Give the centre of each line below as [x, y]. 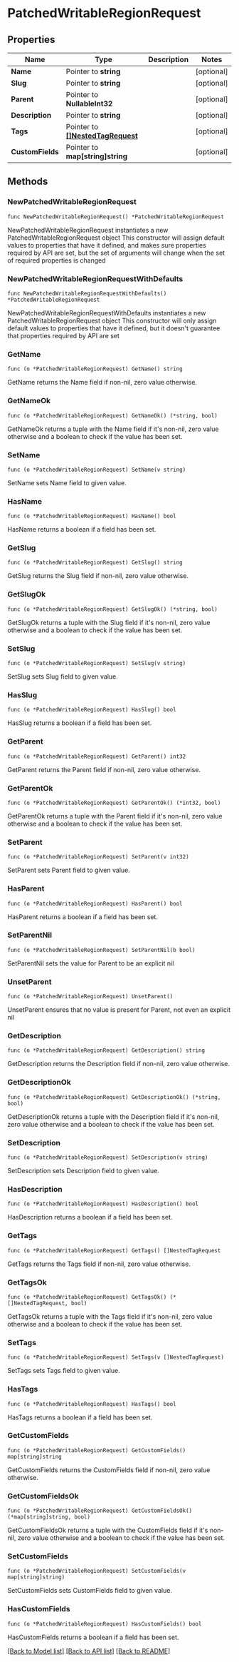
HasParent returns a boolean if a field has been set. [83, 917]
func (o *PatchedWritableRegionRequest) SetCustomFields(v [97, 1571]
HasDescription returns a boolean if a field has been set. [90, 1217]
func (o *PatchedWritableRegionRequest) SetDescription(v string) [108, 1157]
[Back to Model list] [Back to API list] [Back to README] [89, 1651]
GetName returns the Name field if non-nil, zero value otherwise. [102, 382]
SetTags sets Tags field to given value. [64, 1371]
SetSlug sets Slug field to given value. [63, 677]
